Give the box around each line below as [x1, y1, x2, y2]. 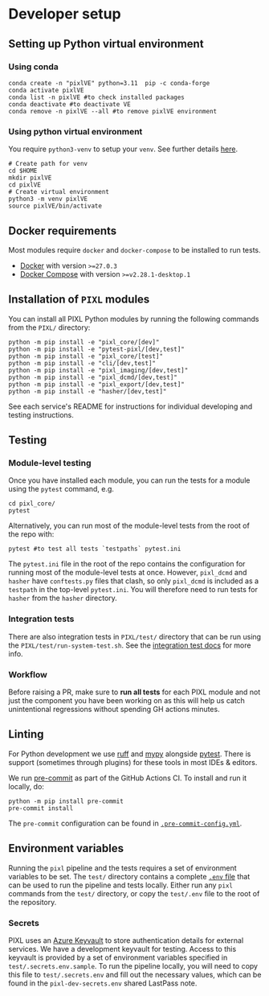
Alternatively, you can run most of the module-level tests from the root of [8, 521, 251, 531]
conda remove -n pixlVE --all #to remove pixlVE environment [8, 107, 218, 115]
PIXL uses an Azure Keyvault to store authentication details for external [8, 936, 244, 945]
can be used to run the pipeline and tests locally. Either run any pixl [8, 880, 233, 890]
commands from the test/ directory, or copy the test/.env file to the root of [8, 888, 260, 898]
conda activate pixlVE [8, 86, 84, 94]
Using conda [8, 61, 59, 72]
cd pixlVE [8, 181, 42, 189]
